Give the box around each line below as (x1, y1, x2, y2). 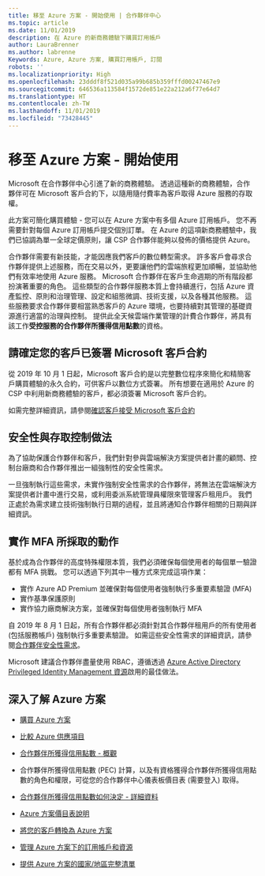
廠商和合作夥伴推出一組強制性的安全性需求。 (21, 463, 167, 473)
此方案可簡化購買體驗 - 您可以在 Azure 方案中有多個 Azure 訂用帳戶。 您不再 (8, 215, 257, 225)
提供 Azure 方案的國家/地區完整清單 (19, 859, 136, 869)
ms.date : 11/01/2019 (8, 26, 77, 34)
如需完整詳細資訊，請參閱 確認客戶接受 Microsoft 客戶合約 (8, 405, 196, 415)
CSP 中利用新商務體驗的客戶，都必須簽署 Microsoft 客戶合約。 (8, 388, 211, 398)
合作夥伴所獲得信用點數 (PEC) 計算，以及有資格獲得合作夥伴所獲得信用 (19, 765, 250, 775)
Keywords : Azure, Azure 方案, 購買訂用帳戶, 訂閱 (8, 56, 163, 64)
